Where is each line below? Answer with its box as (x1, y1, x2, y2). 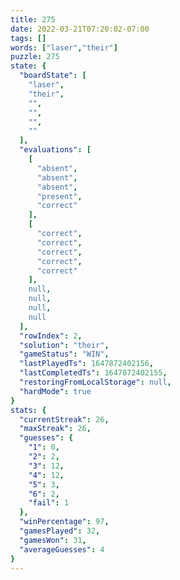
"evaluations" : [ (19, 145, 92, 155)
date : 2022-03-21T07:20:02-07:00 (10, 24, 150, 34)
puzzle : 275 (10, 52, 60, 62)
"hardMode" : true (19, 386, 92, 396)
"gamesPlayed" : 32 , (19, 526, 101, 536)
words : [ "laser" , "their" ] (10, 42, 118, 53)
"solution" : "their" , (19, 340, 110, 350)
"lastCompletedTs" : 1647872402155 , (19, 368, 168, 378)
